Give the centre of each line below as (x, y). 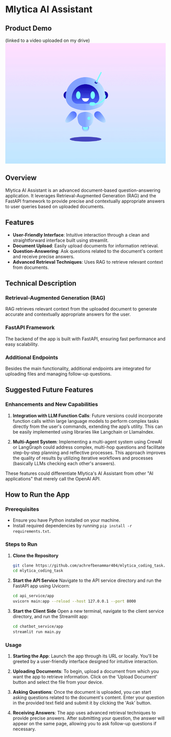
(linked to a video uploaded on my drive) (48, 40)
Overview (21, 178)
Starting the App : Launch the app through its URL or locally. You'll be (85, 656)
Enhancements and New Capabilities (52, 404)
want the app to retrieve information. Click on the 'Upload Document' (85, 677)
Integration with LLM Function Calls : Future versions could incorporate (88, 415)
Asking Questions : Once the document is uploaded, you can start (82, 692)
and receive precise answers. (44, 257)
